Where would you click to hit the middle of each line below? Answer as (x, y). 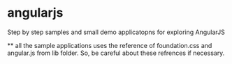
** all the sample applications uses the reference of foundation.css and (110, 45)
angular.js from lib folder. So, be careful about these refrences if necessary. (116, 53)
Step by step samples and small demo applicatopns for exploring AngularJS (116, 32)
